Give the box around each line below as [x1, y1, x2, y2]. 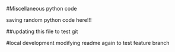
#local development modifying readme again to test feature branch [6, 40, 170, 46]
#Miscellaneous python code [6, 5, 77, 12]
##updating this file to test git [6, 28, 78, 35]
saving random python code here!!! [6, 17, 92, 23]
